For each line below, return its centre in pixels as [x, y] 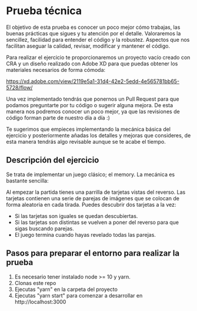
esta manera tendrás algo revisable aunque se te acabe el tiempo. [86, 141]
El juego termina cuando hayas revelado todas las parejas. [85, 234]
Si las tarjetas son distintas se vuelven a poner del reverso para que [97, 222]
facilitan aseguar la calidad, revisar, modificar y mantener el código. [88, 46]
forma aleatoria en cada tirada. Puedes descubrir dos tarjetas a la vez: [91, 204]
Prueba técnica [44, 11]
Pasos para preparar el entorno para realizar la [93, 254]
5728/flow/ [19, 87]
